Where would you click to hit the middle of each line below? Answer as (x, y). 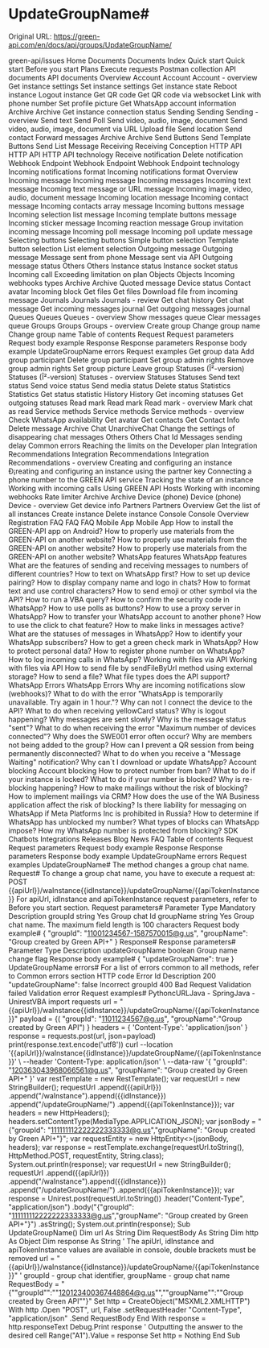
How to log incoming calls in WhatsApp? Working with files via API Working (133, 659)
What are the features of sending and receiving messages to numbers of (128, 565)
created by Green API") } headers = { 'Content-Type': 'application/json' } (128, 1027)
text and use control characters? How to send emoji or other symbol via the (133, 591)
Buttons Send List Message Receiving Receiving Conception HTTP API (125, 146)
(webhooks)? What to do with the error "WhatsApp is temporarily (116, 693)
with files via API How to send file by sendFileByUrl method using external (130, 668)
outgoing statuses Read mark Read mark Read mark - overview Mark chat (130, 403)
